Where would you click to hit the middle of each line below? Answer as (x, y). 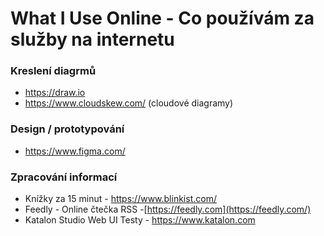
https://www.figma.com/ (75, 151)
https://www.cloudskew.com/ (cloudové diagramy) (129, 103)
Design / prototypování (67, 129)
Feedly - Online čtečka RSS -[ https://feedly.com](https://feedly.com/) (168, 209)
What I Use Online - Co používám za (162, 18)
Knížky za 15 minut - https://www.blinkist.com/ (120, 199)
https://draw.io (55, 93)
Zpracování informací (64, 177)
